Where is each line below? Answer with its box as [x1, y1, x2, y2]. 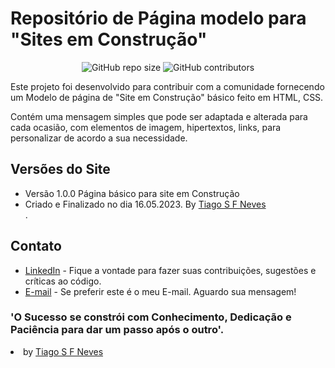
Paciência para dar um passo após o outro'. [10, 323, 225, 337]
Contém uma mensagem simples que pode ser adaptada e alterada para [10, 110, 308, 122]
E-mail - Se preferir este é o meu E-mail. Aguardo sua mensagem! [24, 285, 297, 297]
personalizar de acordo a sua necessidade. [10, 132, 188, 144]
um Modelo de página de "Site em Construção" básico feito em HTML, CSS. [10, 91, 324, 103]
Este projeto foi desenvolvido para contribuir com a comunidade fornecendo [10, 80, 325, 92]
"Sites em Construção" [10, 28, 208, 51]
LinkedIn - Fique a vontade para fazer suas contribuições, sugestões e [24, 264, 317, 276]
